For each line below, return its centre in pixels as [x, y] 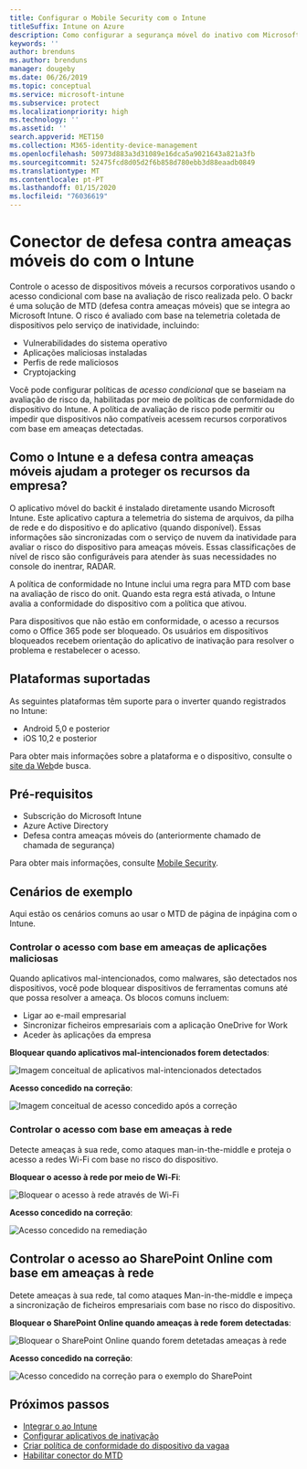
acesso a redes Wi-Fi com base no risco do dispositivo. [114, 1159]
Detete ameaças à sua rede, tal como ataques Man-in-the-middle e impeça [151, 1295]
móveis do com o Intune [102, 261]
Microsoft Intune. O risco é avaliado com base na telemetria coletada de [145, 315]
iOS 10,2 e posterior [60, 738]
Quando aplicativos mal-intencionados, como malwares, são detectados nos [153, 978]
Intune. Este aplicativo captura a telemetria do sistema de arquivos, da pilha [152, 517]
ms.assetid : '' [38, 129]
